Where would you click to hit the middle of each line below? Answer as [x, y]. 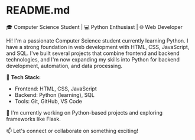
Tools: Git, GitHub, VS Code [48, 101]
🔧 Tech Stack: [24, 77]
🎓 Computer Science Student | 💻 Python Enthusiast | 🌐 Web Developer [95, 27]
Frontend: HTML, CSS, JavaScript [56, 89]
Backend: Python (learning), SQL [54, 95]
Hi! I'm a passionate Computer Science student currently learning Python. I [97, 40]
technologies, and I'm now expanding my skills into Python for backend [93, 59]
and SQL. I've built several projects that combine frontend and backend [93, 53]
